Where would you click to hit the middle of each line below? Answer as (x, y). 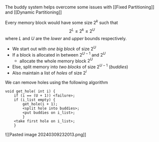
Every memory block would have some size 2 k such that (61, 22)
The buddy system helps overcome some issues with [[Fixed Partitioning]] (80, 7)
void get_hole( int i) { (30, 91)
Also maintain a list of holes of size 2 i (49, 72)
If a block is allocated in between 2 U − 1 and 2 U (59, 54)
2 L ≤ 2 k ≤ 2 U (82, 30)
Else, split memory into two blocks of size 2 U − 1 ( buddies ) (70, 66)
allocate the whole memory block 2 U (56, 61)
